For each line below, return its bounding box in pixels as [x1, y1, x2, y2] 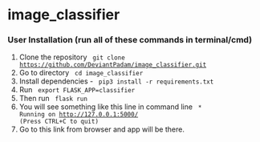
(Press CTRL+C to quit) [18, 118, 100, 126]
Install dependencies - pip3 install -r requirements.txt [18, 76, 214, 86]
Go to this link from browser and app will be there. [18, 124, 185, 134]
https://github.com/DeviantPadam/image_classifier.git [18, 61, 207, 69]
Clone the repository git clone [18, 52, 125, 62]
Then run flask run [18, 94, 87, 103]
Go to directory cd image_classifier [18, 68, 144, 78]
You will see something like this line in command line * [18, 102, 202, 112]
